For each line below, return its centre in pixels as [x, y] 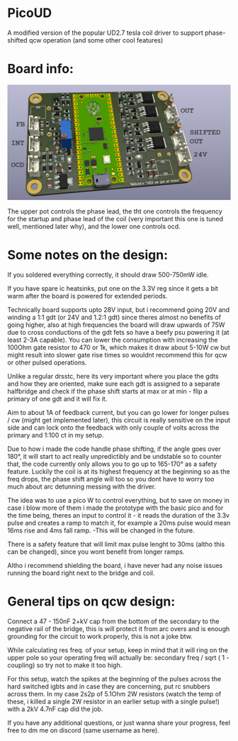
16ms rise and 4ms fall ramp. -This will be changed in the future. [101, 530]
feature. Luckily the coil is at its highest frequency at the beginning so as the [119, 472]
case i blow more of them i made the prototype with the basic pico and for [115, 508]
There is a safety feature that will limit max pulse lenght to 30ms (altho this [116, 545]
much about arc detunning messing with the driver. [82, 486]
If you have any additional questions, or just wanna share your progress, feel [119, 723]
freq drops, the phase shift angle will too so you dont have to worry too [111, 479]
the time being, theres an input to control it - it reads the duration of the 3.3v [119, 516]
